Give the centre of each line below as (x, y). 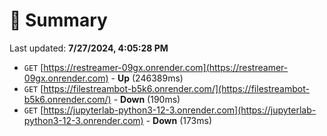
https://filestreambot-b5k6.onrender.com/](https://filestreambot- (176, 88)
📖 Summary (58, 20)
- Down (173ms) (179, 120)
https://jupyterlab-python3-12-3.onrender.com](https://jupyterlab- (180, 110)
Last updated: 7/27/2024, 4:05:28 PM (89, 48)
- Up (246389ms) (147, 78)
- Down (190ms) (147, 99)
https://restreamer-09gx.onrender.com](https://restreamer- (166, 67)
